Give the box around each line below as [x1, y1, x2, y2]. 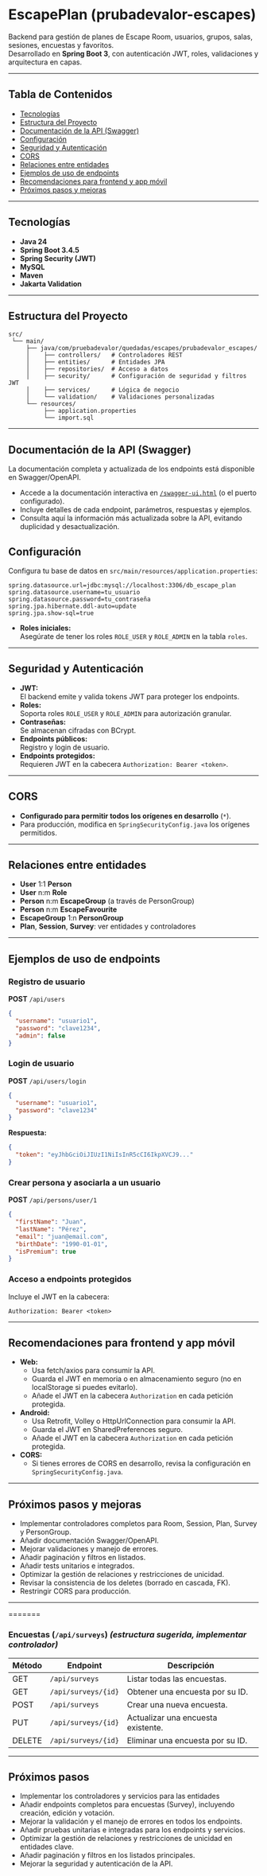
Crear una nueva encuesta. [126, 1699, 228, 1710]
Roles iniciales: [19, 623, 72, 632]
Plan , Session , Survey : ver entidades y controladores [19, 921, 196, 932]
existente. [126, 1722, 164, 1733]
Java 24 [19, 236, 48, 246]
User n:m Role [19, 888, 68, 897]
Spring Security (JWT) [19, 253, 97, 263]
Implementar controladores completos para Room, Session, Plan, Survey [19, 1519, 257, 1528]
